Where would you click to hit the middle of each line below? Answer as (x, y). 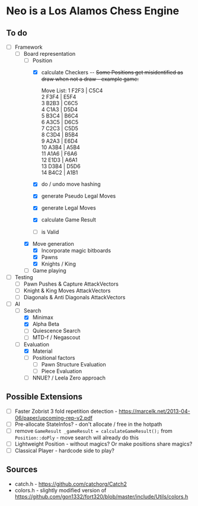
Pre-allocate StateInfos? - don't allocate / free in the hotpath (88, 424)
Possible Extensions (44, 397)
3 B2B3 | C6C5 (60, 103)
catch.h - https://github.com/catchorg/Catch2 (71, 484)
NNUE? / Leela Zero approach (69, 378)
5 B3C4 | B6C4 (60, 116)
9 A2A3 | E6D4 (60, 141)
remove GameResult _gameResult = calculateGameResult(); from (94, 431)
